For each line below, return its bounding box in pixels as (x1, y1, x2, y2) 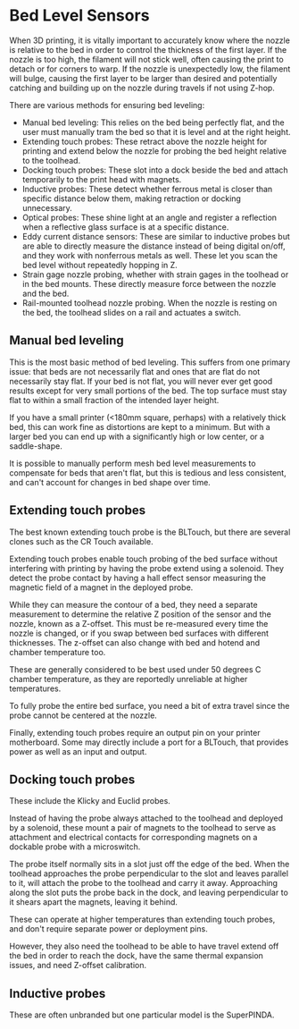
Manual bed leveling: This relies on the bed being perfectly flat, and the (21, 117, 285, 128)
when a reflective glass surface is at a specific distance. (21, 221, 229, 232)
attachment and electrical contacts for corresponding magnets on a (9, 832, 258, 843)
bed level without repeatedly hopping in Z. (21, 259, 179, 270)
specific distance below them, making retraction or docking (21, 193, 241, 204)
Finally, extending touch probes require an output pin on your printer (9, 727, 261, 738)
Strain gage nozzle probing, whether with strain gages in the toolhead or (21, 269, 289, 280)
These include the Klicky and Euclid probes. (9, 796, 171, 806)
